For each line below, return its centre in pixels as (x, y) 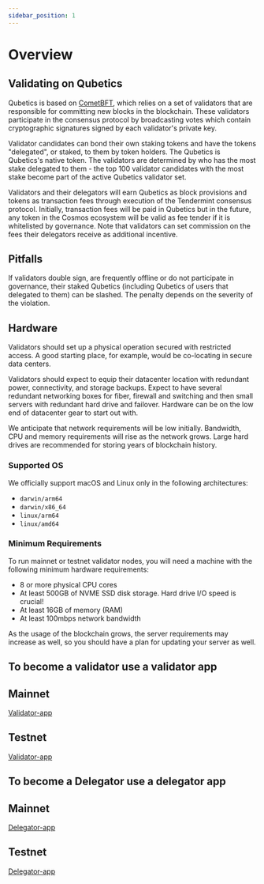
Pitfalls (26, 259)
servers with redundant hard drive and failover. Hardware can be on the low (131, 405)
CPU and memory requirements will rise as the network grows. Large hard (128, 436)
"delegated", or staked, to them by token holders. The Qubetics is (114, 152)
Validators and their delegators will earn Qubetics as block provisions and (127, 192)
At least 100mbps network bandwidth (80, 618)
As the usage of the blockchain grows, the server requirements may (118, 633)
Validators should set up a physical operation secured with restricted (120, 347)
